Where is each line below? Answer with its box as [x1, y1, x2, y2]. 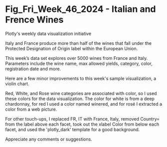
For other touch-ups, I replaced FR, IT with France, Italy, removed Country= [5, 116, 160, 122]
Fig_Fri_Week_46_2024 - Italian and [5, 3, 156, 15]
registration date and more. [5, 66, 61, 72]
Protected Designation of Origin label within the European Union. [5, 45, 138, 51]
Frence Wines [5, 14, 64, 25]
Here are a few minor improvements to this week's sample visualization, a [5, 75, 157, 81]
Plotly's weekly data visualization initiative [5, 30, 91, 36]
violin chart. [5, 81, 29, 87]
